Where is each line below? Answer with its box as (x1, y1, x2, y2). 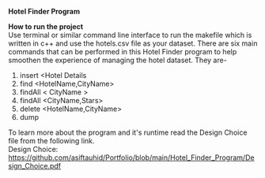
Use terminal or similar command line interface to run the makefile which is (8, 31, 252, 39)
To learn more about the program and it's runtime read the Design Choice (8, 128, 248, 137)
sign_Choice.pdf (8, 161, 62, 170)
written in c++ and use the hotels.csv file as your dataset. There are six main (8, 39, 258, 48)
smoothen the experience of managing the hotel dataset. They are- (8, 55, 227, 65)
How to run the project (8, 22, 84, 31)
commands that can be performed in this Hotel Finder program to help (8, 47, 237, 56)
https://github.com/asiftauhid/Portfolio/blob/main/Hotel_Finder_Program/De (8, 153, 255, 162)
